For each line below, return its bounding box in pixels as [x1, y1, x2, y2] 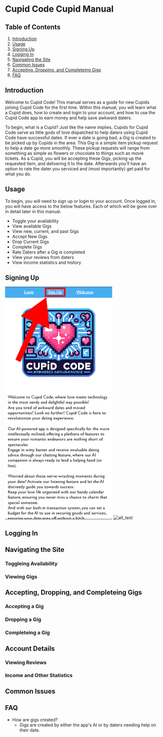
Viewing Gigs [5, 573, 38, 580]
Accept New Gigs [12, 233, 48, 239]
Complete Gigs [12, 244, 42, 250]
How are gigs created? [12, 716, 58, 722]
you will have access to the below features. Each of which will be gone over [5, 203, 157, 209]
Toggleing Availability [5, 560, 58, 567]
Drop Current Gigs [12, 238, 49, 245]
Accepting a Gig [5, 603, 44, 610]
